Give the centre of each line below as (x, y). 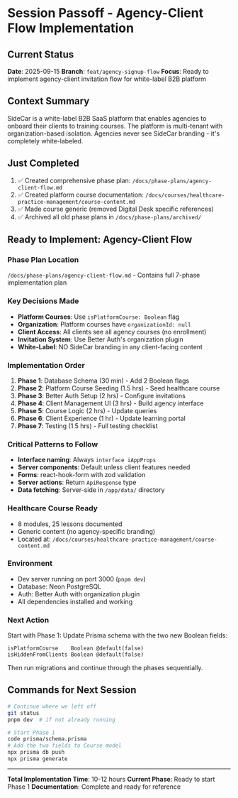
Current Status (41, 54)
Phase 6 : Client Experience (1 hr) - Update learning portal (101, 418)
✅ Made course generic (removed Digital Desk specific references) (115, 209)
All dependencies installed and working (75, 601)
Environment (30, 564)
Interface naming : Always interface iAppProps (87, 460)
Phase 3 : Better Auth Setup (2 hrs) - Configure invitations (101, 395)
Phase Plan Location (43, 259)
